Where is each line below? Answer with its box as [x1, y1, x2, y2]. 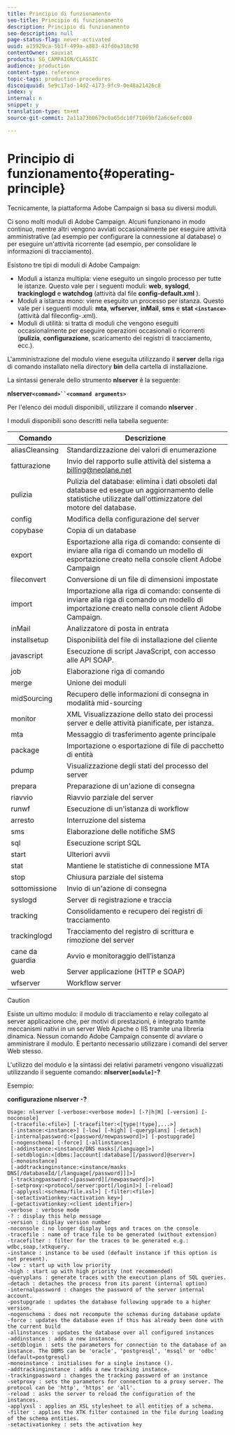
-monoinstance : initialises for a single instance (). [7, 1359, 173, 1366]
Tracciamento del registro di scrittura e [66, 926, 194, 936]
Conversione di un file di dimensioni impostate [66, 574, 219, 584]
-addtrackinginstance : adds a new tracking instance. [7, 1366, 171, 1373]
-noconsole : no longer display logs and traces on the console [7, 1225, 199, 1232]
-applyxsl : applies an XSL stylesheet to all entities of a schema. [7, 1402, 215, 1410]
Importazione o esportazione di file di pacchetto [66, 740, 225, 750]
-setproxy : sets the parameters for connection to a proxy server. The [7, 1378, 224, 1385]
